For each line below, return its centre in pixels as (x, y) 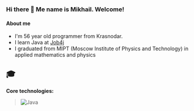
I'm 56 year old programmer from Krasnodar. (69, 36)
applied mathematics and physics (55, 55)
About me (18, 23)
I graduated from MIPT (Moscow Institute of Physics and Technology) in (101, 48)
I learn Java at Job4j (39, 43)
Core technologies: (30, 91)
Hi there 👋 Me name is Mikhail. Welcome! (65, 9)
